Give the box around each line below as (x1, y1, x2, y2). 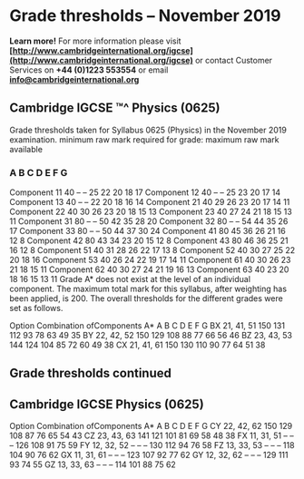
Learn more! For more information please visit (9, 35, 181, 46)
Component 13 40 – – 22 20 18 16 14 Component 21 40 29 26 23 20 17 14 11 (9, 197, 290, 208)
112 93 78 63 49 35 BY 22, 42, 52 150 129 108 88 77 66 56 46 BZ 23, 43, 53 (9, 330, 293, 341)
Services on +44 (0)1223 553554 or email (9, 64, 169, 75)
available (9, 143, 44, 154)
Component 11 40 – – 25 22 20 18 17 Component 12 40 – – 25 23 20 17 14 (9, 187, 281, 198)
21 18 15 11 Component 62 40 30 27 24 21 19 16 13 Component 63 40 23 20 (9, 264, 289, 275)
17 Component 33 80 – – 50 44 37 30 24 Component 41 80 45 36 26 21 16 (9, 226, 286, 237)
